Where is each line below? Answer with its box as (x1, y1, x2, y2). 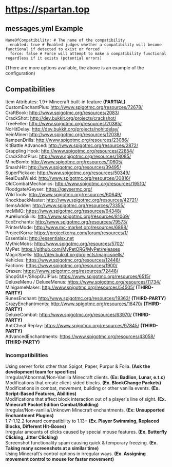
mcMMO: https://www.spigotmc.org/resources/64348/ (5, 208, 122, 214)
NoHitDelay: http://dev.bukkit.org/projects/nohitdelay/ (5, 126, 119, 132)
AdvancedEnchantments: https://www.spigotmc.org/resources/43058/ (5, 333, 155, 340)
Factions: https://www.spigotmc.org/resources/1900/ (5, 262, 118, 268)
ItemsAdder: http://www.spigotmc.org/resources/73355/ (5, 202, 125, 209)
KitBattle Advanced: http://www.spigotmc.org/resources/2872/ (5, 142, 139, 148)
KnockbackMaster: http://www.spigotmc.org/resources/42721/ (5, 197, 139, 203)
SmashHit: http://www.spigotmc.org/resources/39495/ (5, 164, 122, 170)
